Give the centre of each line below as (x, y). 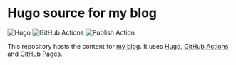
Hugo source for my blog (82, 13)
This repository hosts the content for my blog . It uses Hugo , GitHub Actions (118, 46)
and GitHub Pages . (35, 54)
